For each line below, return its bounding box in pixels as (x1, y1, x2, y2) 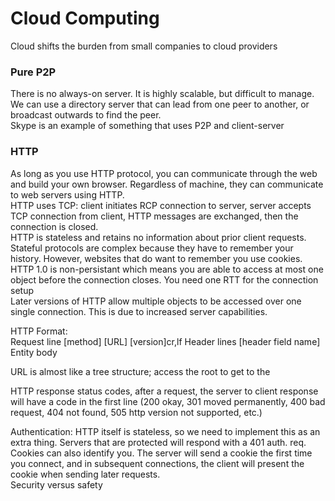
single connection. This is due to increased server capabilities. (10, 305, 268, 317)
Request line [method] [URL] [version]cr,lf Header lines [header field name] (10, 335, 321, 347)
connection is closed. (10, 220, 99, 232)
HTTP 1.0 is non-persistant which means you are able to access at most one (10, 263, 324, 275)
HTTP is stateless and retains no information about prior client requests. (10, 231, 307, 243)
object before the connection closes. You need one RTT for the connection (10, 273, 319, 286)
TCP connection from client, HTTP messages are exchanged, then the (10, 210, 299, 222)
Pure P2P (10, 65, 57, 79)
